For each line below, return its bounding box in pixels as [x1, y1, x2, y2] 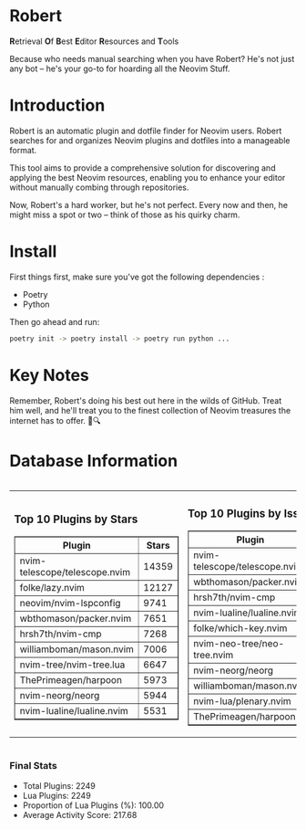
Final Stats [9, 760, 57, 772]
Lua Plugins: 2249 [22, 790, 91, 801]
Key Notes [9, 364, 89, 385]
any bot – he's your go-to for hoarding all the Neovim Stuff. [9, 63, 230, 74]
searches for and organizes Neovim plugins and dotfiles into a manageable [9, 134, 291, 146]
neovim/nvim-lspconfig [19, 597, 121, 610]
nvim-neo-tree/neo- [192, 637, 285, 650]
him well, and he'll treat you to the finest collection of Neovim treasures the [9, 404, 291, 415]
